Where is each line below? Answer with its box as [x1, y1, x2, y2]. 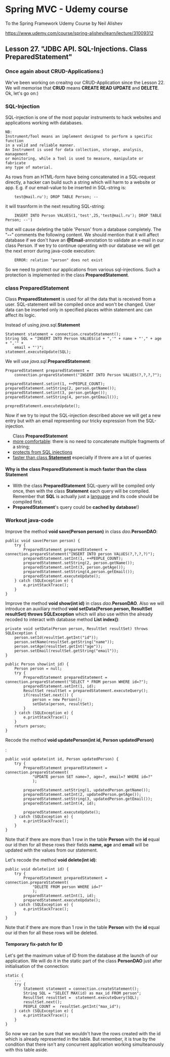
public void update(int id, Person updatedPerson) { [5, 756, 119, 761]
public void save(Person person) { [5, 538, 80, 543]
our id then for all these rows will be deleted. [5, 929, 98, 936]
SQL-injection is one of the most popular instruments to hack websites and [5, 114, 161, 120]
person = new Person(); [32, 697, 82, 702]
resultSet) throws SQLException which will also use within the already [5, 611, 153, 617]
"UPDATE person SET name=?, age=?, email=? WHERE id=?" [32, 774, 153, 779]
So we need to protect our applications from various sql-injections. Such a [5, 266, 160, 272]
